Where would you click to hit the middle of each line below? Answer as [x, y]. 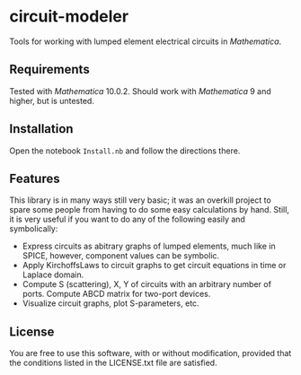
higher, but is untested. [52, 100]
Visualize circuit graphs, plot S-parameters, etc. [111, 303]
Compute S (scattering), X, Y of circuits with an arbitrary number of [147, 284]
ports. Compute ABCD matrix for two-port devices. [116, 294]
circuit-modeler [69, 17]
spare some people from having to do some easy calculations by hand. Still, [150, 210]
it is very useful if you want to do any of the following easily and [127, 219]
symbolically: [34, 229]
